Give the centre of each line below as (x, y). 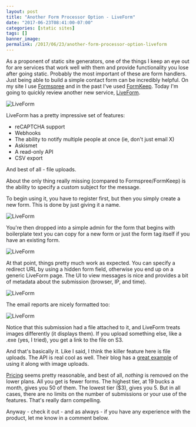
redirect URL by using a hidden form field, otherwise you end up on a (90, 269)
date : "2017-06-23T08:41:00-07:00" (50, 22)
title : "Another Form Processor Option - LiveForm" (71, 17)
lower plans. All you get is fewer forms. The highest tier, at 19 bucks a (90, 381)
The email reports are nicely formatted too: (58, 304)
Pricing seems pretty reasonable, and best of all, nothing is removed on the (97, 375)
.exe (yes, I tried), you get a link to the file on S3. (65, 340)
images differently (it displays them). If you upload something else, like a (94, 333)
